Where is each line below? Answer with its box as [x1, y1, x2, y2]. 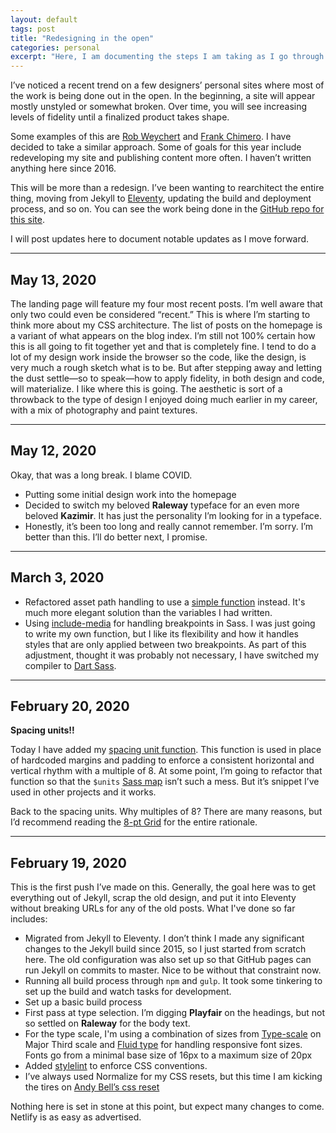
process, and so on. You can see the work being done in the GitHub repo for [10, 203, 325, 215]
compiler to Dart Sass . [24, 659, 117, 671]
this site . [10, 214, 46, 226]
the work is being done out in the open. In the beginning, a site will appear [10, 90, 316, 102]
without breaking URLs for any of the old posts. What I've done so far [10, 902, 296, 915]
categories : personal [10, 42, 101, 53]
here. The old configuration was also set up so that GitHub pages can [24, 954, 312, 966]
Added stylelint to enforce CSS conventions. [24, 1060, 208, 1072]
